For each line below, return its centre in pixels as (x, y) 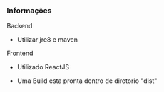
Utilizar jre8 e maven (47, 40)
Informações (29, 11)
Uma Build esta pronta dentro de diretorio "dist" (87, 81)
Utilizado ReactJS (43, 67)
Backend (20, 26)
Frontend (20, 53)
